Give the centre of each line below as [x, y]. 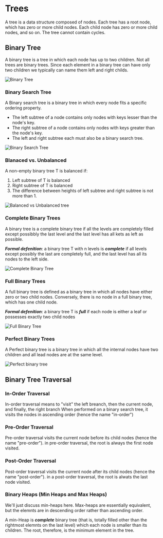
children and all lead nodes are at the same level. [54, 355]
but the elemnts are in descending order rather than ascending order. [74, 510]
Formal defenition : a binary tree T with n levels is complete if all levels [76, 248]
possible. [14, 239]
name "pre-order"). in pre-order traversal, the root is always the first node [79, 443]
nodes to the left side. [27, 259]
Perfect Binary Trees [30, 339]
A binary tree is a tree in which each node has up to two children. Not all [77, 60]
